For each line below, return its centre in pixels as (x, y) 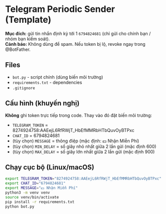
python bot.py (20, 207)
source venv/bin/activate (32, 197)
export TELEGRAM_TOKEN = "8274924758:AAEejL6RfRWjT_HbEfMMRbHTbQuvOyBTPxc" (83, 179)
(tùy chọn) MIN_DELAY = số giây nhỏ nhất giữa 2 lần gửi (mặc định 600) (84, 146)
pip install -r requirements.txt (40, 202)
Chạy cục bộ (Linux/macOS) (50, 167)
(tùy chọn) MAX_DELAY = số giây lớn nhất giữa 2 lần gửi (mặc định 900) (83, 152)
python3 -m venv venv (28, 193)
